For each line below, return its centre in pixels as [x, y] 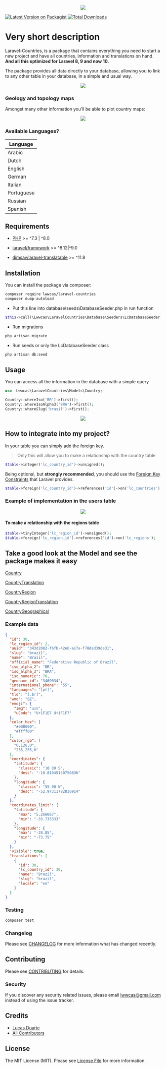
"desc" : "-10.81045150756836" [49, 773]
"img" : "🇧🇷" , [28, 708]
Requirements [27, 226]
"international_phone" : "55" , [41, 685]
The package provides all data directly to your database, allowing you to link [83, 71]
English [16, 169]
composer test [20, 920]
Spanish [17, 209]
